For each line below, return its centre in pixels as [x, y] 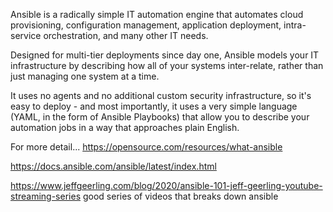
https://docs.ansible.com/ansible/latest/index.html [113, 166]
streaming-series [46, 196]
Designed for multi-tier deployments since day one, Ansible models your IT [165, 55]
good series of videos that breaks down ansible [180, 196]
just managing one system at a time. [85, 76]
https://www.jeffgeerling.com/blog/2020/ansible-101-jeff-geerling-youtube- [166, 185]
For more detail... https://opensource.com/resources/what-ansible [146, 147]
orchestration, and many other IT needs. [126, 35]
